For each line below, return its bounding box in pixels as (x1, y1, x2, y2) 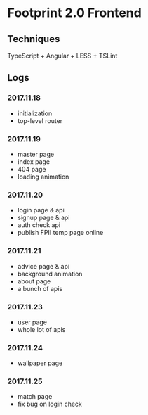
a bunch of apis (17, 284, 63, 293)
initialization (17, 109, 53, 117)
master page (17, 150, 55, 158)
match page (17, 392, 53, 401)
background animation (17, 269, 83, 278)
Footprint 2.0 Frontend (7, 5, 142, 21)
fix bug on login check (17, 400, 83, 409)
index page (17, 157, 51, 166)
